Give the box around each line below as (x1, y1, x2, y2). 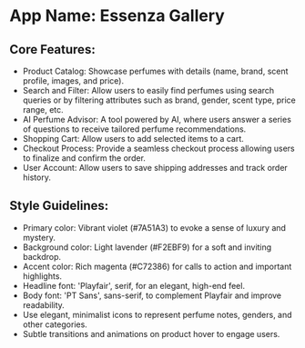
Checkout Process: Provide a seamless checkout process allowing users (22, 143, 296, 154)
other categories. (22, 319, 88, 330)
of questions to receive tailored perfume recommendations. (22, 124, 247, 134)
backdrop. (22, 251, 62, 262)
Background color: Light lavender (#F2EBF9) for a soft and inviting (22, 242, 272, 253)
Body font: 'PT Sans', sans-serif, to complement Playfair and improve (22, 290, 282, 301)
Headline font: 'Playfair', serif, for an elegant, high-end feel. (22, 280, 246, 291)
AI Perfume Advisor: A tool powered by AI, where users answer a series (22, 114, 291, 124)
